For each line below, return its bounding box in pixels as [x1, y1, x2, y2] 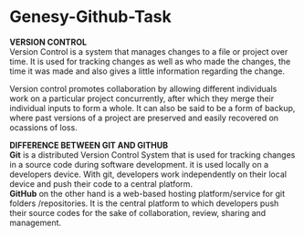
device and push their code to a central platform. [9, 178, 194, 189]
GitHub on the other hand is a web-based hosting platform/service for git [9, 188, 286, 199]
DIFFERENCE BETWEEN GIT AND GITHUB [9, 139, 169, 150]
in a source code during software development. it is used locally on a [9, 159, 269, 170]
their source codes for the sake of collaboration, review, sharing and [9, 207, 267, 218]
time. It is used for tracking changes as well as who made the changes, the [9, 56, 291, 67]
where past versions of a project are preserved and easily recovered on [9, 112, 279, 123]
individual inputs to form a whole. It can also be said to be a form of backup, [9, 102, 296, 113]
